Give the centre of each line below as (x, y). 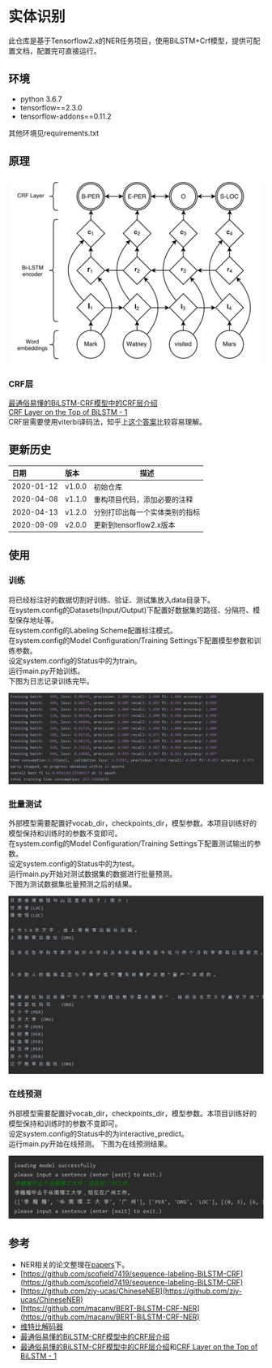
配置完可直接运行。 (68, 50)
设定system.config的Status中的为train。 (75, 660)
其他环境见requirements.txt (54, 133)
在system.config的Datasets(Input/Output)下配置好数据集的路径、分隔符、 (131, 610)
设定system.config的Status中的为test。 (74, 864)
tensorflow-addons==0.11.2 (66, 116)
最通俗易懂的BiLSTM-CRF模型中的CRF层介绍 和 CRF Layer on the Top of (139, 1346)
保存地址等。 (36, 620)
